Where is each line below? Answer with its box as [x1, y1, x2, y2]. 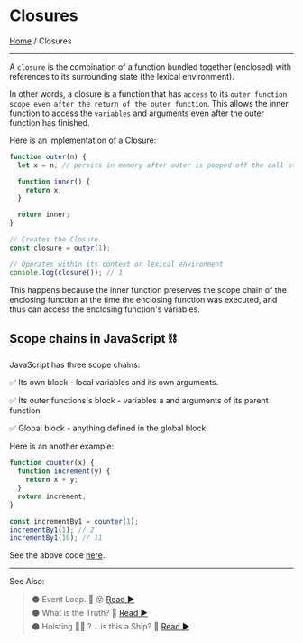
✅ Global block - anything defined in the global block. [9, 422, 209, 434]
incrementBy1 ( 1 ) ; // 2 [9, 525, 95, 534]
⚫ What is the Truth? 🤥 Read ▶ [31, 608, 149, 619]
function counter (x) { [9, 459, 95, 468]
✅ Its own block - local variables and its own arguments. [9, 377, 219, 388]
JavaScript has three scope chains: [9, 359, 141, 371]
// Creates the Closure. [9, 235, 103, 244]
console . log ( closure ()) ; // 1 [9, 268, 124, 277]
